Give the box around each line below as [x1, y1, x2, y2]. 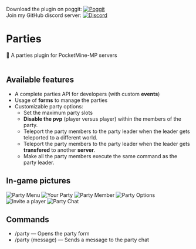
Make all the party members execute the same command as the [23, 152, 178, 159]
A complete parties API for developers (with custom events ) [14, 90, 160, 97]
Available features [6, 75, 75, 85]
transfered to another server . [23, 146, 96, 154]
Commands [6, 214, 50, 224]
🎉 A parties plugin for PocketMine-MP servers [6, 52, 117, 59]
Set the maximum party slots [23, 109, 93, 116]
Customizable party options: [14, 103, 83, 110]
